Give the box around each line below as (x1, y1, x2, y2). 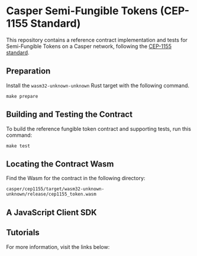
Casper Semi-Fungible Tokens (6, 4, 158, 18)
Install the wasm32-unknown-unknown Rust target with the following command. (6, 82, 190, 89)
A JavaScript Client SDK (6, 207, 97, 217)
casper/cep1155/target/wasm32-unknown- (6, 186, 105, 192)
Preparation (6, 66, 51, 76)
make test (6, 143, 31, 149)
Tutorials (6, 228, 40, 238)
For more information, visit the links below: (6, 243, 110, 250)
